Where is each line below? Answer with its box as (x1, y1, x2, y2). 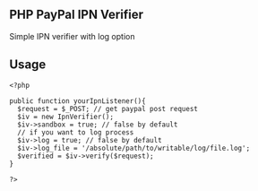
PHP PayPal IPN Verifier (9, 7, 143, 22)
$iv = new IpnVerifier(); (17, 112, 115, 121)
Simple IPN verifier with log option (9, 30, 135, 41)
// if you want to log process (17, 127, 134, 137)
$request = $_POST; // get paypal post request (17, 104, 199, 113)
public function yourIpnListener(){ (9, 96, 146, 106)
